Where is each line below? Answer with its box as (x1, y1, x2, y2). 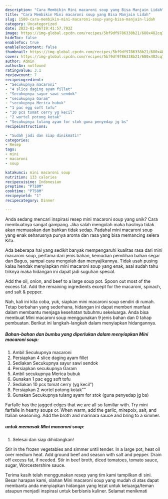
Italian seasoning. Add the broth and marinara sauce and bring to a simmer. (5, 412, 160, 418)
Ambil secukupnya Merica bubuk (12, 371, 80, 377)
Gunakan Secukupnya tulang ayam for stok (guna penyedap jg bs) (12, 392, 149, 398)
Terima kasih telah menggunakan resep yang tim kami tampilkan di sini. (5, 472, 152, 478)
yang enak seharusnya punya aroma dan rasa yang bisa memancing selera (5, 232, 159, 238)
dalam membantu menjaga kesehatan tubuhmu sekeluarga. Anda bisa (5, 309, 149, 315)
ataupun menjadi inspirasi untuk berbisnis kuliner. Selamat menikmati (5, 487, 147, 494)
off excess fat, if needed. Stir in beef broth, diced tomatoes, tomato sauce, (5, 457, 158, 463)
